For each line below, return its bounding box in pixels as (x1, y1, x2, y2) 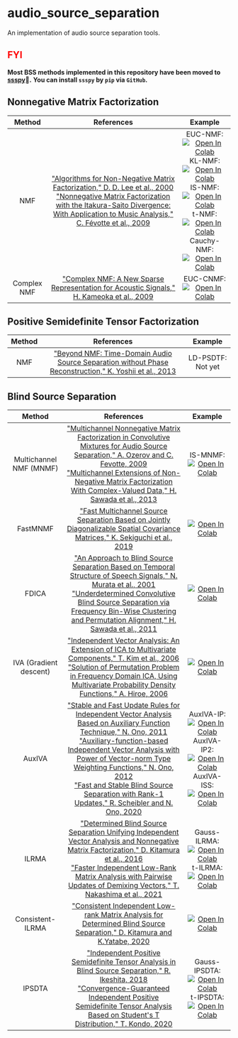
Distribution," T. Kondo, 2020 (74, 1019, 173, 1029)
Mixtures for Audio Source (80, 442, 168, 452)
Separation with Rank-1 (84, 790, 164, 799)
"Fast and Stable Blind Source (74, 780, 174, 790)
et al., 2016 (104, 854, 143, 864)
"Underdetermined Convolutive (72, 589, 176, 599)
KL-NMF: (189, 155, 221, 165)
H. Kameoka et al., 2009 (73, 291, 154, 301)
